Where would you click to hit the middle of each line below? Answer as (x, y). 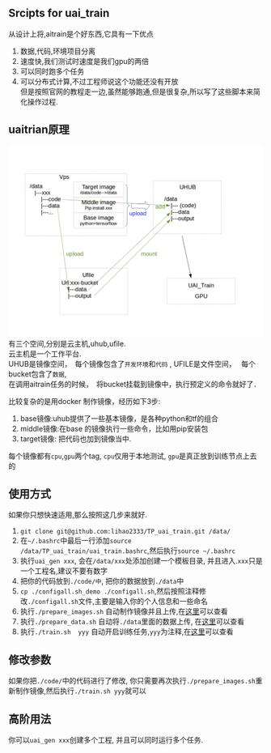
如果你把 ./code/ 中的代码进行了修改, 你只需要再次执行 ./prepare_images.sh (132, 681)
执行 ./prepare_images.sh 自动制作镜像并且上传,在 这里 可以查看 (124, 611)
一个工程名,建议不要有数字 (64, 571)
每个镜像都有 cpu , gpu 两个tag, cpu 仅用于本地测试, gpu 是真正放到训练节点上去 (133, 456)
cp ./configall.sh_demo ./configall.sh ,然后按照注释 (110, 591)
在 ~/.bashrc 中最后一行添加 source (76, 541)
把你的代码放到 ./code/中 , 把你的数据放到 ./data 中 (102, 581)
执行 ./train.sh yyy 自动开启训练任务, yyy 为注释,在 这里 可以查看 (127, 632)
